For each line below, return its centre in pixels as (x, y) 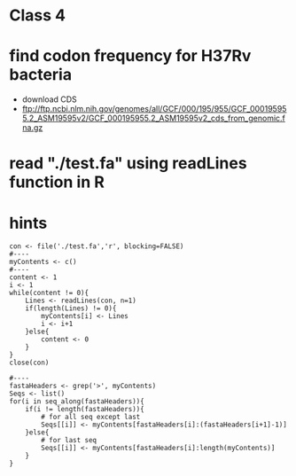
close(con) (29, 363)
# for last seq (69, 441)
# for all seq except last (91, 417)
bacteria (41, 75)
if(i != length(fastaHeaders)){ (85, 410)
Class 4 (38, 16)
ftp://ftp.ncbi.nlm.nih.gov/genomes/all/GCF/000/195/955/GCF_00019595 (154, 109)
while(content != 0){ (49, 293)
